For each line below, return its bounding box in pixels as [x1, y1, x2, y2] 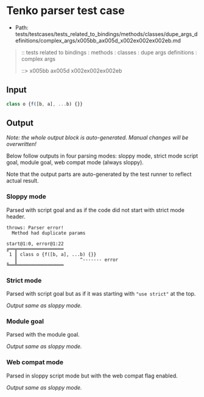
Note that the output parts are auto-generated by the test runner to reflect [6, 170, 192, 178]
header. [6, 213, 26, 220]
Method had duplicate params [12, 230, 86, 236]
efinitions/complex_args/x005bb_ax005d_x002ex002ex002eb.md [15, 37, 181, 44]
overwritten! [6, 140, 37, 148]
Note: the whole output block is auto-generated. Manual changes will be [6, 134, 189, 141]
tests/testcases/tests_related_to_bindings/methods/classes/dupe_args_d [15, 30, 198, 37]
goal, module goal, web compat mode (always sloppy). [6, 159, 144, 166]
